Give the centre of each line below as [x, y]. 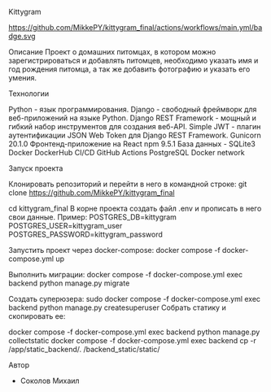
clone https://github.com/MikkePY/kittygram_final [92, 193]
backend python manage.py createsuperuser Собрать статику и [117, 307]
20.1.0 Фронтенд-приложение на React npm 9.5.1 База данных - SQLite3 [132, 144]
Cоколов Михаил [50, 381]
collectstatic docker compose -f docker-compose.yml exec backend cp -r [132, 340]
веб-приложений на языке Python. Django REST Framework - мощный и [132, 118]
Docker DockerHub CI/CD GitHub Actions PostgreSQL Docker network [127, 152]
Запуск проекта [36, 168]
